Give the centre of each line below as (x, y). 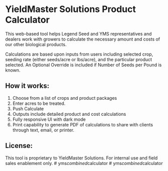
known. (13, 70)
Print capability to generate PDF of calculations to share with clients (83, 124)
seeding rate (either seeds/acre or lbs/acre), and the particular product (79, 59)
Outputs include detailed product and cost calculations (69, 114)
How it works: (27, 86)
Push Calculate (28, 108)
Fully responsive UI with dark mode (49, 119)
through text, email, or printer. (43, 130)
